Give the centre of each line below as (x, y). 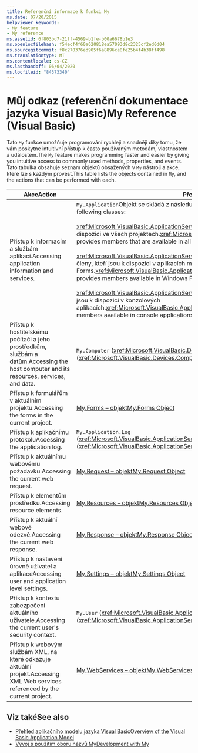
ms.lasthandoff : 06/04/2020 (41, 66)
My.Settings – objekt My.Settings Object (131, 574)
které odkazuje (30, 659)
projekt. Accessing (35, 674)
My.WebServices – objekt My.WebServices (135, 670)
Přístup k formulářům (39, 393)
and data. (23, 384)
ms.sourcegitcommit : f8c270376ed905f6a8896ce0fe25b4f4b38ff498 (86, 50)
